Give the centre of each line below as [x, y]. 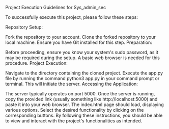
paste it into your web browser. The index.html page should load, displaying [84, 105]
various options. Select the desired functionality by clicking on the [75, 110]
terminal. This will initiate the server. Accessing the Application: [72, 84]
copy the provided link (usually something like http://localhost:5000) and [81, 99]
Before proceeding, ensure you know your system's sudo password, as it [82, 52]
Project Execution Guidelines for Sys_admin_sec [55, 7]
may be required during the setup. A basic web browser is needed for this [83, 58]
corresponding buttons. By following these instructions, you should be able [84, 115]
